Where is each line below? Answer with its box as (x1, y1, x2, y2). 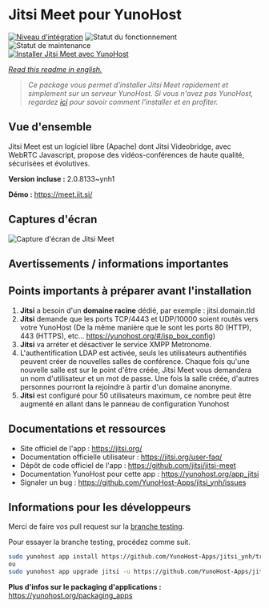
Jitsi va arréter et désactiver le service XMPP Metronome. (19, 339, 212, 349)
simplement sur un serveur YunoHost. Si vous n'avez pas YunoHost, (27, 88, 254, 98)
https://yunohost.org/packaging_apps (8, 590, 133, 601)
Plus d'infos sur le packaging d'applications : (8, 582, 162, 592)
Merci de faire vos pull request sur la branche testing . (8, 522, 185, 531)
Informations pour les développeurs (8, 500, 191, 514)
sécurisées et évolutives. (8, 158, 90, 168)
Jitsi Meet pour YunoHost (8, 6, 182, 24)
